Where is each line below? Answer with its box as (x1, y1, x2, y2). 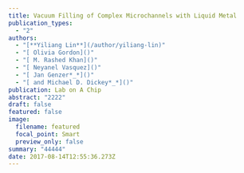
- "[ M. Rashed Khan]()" (15, 57, 98, 65)
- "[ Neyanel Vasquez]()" (15, 64, 102, 72)
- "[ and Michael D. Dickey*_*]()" (15, 78, 134, 86)
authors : (8, 33, 37, 42)
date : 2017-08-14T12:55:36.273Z (8, 152, 116, 160)
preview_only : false (15, 137, 84, 146)
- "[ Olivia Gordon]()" (15, 49, 94, 57)
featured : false (8, 108, 62, 116)
